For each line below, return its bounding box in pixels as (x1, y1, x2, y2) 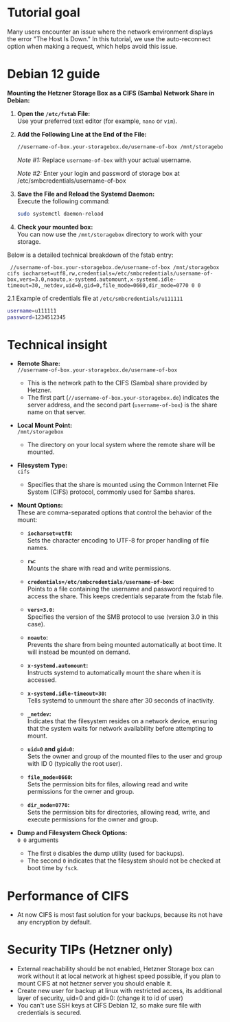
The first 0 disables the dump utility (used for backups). (27, 850, 185, 858)
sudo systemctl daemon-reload (16, 210, 104, 217)
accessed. (27, 676, 57, 684)
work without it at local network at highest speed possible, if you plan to (16, 972, 221, 980)
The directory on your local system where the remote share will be (27, 441, 216, 449)
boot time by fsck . (27, 864, 79, 872)
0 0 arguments (16, 836, 59, 844)
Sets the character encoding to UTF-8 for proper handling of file (27, 536, 209, 545)
